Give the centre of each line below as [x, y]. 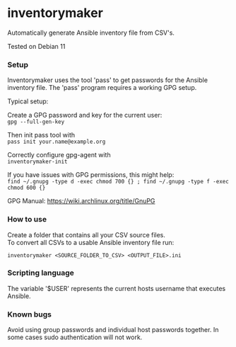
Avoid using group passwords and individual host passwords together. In [113, 330]
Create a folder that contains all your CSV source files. [87, 234]
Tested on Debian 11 [36, 46]
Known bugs [29, 314]
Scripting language [41, 273]
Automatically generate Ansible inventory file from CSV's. [91, 33]
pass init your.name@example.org [57, 142]
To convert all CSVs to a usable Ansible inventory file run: [91, 242]
